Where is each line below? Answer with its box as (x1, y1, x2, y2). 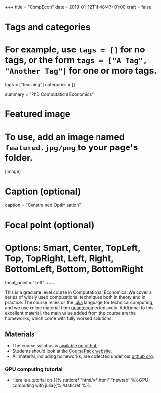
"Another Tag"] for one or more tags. (5, 65, 157, 76)
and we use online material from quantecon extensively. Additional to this (5, 305, 154, 311)
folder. (5, 152, 33, 163)
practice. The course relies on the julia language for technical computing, (5, 299, 154, 306)
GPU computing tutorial (5, 366, 63, 373)
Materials (5, 330, 35, 338)
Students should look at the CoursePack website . (12, 348, 112, 354)
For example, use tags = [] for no (5, 44, 145, 55)
